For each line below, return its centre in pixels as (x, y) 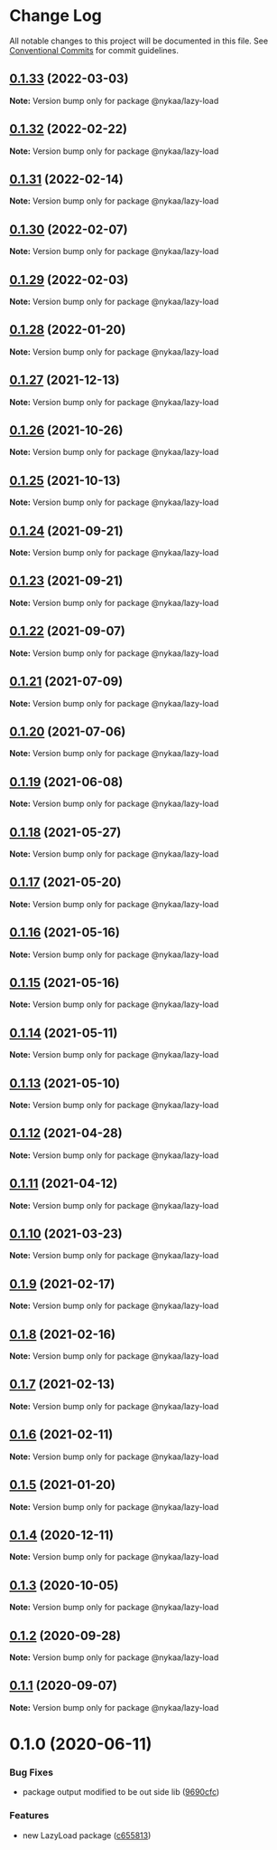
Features (29, 1816)
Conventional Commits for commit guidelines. (94, 50)
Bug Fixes (32, 1772)
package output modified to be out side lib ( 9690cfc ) (121, 1792)
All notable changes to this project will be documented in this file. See (139, 41)
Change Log (55, 16)
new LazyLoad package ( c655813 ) (87, 1835)
